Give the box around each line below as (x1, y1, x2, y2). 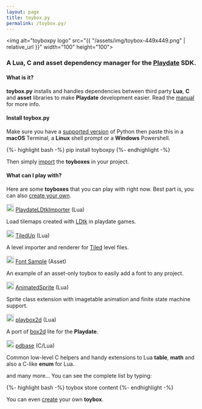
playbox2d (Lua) (15, 316, 57, 323)
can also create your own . (6, 191, 72, 199)
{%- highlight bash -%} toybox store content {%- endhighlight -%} (6, 383, 174, 391)
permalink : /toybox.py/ (6, 20, 67, 26)
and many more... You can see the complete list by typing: (6, 372, 152, 379)
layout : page (6, 9, 40, 15)
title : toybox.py (6, 15, 50, 21)
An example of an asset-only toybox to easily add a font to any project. (6, 269, 184, 277)
